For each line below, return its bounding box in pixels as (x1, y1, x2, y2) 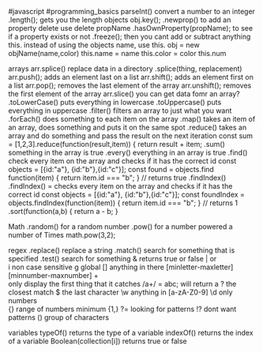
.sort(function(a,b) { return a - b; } (8, 207, 118, 216)
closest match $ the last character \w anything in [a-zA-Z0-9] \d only (8, 287, 233, 297)
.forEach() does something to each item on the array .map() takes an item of (8, 115, 256, 123)
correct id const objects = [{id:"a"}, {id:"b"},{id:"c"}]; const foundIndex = (8, 190, 245, 199)
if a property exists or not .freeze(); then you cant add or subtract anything (8, 32, 251, 41)
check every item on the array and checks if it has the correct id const (8, 156, 237, 165)
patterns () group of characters (8, 313, 109, 322)
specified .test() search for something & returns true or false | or (8, 254, 217, 263)
